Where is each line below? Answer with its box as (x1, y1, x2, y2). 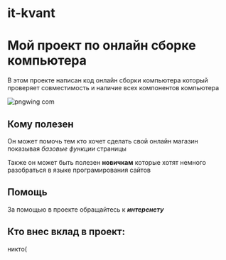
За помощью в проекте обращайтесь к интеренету (7, 205, 164, 214)
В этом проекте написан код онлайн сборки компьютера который (7, 76, 208, 85)
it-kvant (7, 5, 55, 21)
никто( (7, 244, 27, 253)
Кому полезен (7, 118, 74, 130)
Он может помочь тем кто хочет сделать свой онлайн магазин (7, 136, 199, 145)
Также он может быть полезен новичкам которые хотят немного (7, 158, 206, 166)
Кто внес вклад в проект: (7, 226, 126, 238)
